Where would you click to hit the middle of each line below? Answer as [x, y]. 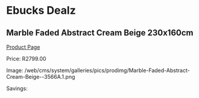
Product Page [23, 47]
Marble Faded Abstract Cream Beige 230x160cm [100, 33]
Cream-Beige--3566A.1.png [41, 77]
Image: [15, 70]
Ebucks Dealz [41, 11]
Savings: [17, 88]
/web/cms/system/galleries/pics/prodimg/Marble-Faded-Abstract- [107, 70]
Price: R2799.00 [26, 59]
